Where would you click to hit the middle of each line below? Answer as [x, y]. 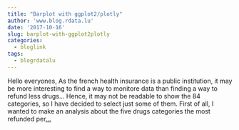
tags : [15, 54]
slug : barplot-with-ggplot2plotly [59, 34]
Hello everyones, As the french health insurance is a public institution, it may [120, 81]
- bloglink [30, 47]
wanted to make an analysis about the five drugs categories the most [109, 111]
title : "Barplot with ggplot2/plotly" [65, 14]
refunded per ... [29, 119]
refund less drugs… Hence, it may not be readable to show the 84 [104, 96]
